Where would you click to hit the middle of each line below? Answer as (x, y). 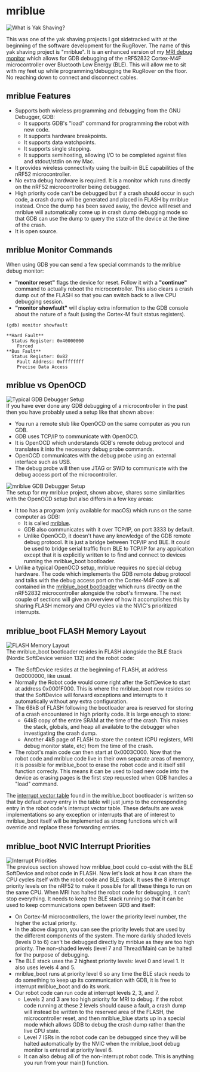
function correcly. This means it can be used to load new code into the (102, 771)
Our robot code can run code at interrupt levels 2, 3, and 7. (87, 993)
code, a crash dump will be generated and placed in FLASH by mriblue (102, 199)
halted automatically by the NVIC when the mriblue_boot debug (102, 1044)
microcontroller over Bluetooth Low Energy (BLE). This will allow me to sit (96, 65)
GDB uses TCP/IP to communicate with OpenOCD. (77, 436)
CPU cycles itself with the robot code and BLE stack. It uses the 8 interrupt (98, 879)
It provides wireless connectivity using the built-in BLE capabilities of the (104, 167)
